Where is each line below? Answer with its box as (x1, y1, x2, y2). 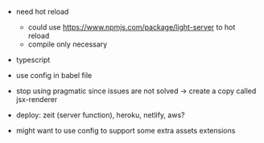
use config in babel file (15, 71, 93, 80)
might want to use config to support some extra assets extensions (15, 126, 236, 135)
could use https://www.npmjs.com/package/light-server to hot (27, 22, 236, 31)
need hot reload (15, 7, 69, 16)
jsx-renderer (15, 95, 58, 104)
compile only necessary (27, 39, 108, 49)
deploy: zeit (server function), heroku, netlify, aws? (15, 110, 185, 120)
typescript (15, 55, 51, 64)
